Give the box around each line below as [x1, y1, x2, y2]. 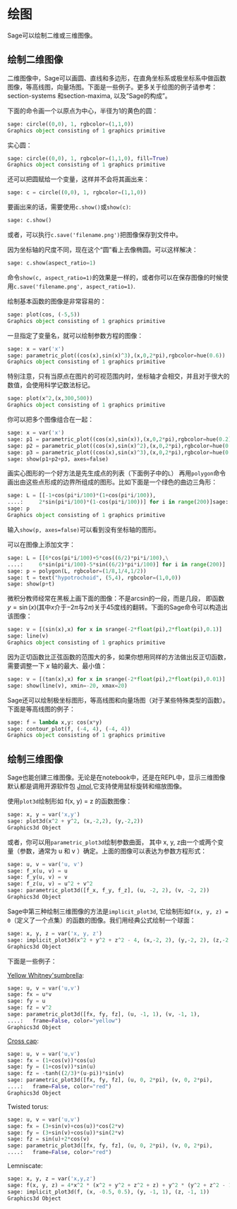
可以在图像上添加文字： [7, 540, 75, 549]
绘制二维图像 [7, 54, 63, 66]
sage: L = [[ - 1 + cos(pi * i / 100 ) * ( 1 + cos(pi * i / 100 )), [7, 492, 157, 499]
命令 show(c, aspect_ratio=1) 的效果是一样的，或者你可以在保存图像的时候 [7, 273, 222, 281]
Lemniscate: [7, 1162, 44, 1170]
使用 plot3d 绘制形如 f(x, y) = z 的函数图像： [7, 797, 133, 806]
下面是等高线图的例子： [7, 705, 75, 713]
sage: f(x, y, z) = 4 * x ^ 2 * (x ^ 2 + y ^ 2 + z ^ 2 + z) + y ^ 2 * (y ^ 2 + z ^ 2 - [7, 1181, 226, 1189]
